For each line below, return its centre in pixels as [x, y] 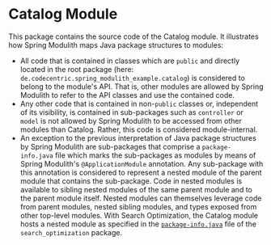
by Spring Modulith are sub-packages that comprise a [110, 146]
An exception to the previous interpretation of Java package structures [138, 137]
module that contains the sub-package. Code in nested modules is [131, 181]
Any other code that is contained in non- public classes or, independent [139, 103]
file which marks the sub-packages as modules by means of [156, 155]
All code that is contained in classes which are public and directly [130, 61]
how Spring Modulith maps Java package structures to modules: [116, 44]
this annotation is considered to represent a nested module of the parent [141, 172]
